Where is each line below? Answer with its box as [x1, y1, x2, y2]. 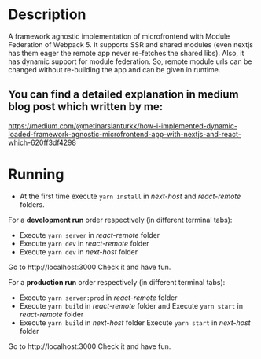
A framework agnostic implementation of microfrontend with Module [8, 31, 230, 41]
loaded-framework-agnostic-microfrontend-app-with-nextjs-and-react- [8, 129, 242, 139]
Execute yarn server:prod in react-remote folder [19, 293, 178, 302]
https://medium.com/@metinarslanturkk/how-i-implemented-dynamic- [8, 120, 238, 131]
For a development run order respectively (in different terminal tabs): [8, 215, 233, 224]
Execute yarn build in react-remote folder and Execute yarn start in [19, 301, 244, 310]
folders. [19, 199, 45, 209]
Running [8, 165, 64, 183]
